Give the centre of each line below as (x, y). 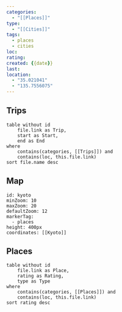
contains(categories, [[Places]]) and (66, 292)
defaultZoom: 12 (27, 211)
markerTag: (20, 217)
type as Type (34, 281)
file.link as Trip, (42, 130)
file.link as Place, (43, 271)
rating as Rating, (41, 276)
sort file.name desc (33, 162)
